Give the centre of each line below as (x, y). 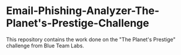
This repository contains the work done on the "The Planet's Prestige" (91, 39)
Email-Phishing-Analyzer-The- (83, 11)
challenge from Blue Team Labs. (45, 46)
